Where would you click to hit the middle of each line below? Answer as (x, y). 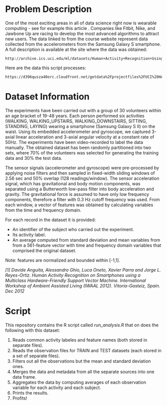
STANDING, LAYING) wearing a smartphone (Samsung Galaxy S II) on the (80, 126)
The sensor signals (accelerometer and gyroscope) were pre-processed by (82, 167)
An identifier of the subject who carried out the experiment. (73, 229)
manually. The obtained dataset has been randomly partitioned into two (78, 147)
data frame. (24, 377)
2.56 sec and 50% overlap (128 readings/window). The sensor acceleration (82, 178)
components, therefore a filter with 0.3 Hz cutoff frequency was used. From (83, 199)
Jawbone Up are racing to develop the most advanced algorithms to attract (82, 33)
